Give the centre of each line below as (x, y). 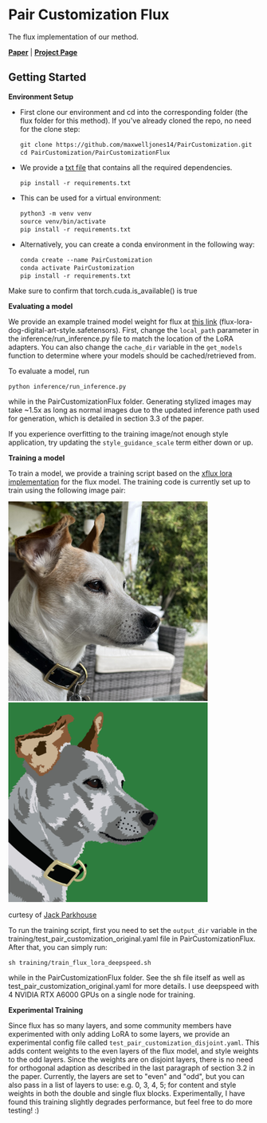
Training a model (37, 457)
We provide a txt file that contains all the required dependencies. (126, 167)
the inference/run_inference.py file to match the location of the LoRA (121, 338)
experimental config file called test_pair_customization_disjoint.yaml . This (134, 1042)
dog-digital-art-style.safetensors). (65, 330)
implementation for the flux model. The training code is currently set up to (130, 481)
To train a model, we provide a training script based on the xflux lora (120, 473)
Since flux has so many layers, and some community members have (120, 1025)
